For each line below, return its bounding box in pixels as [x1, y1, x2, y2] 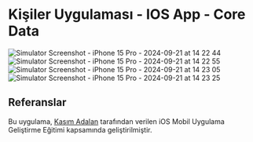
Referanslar [8, 96, 67, 109]
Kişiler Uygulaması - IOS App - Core [8, 5, 246, 24]
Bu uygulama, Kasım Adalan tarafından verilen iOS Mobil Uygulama [8, 116, 225, 126]
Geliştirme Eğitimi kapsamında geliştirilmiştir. [8, 125, 152, 134]
